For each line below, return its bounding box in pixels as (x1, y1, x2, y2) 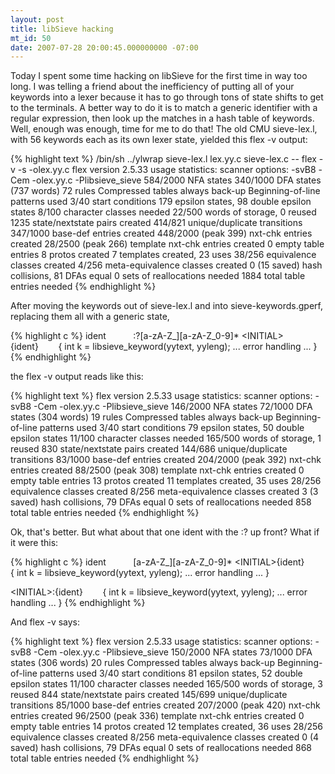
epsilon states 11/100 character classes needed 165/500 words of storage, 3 (10, 678, 323, 690)
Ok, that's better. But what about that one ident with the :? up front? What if (10, 526, 320, 538)
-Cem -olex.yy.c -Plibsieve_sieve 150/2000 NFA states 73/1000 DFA (33, 646, 313, 658)
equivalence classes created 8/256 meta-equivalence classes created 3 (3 (10, 486, 319, 498)
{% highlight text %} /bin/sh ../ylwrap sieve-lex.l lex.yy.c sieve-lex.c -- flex (10, 153, 317, 165)
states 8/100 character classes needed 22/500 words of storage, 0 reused (10, 206, 317, 218)
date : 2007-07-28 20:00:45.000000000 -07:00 (10, 42, 199, 53)
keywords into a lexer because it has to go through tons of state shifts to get (10, 91, 324, 103)
